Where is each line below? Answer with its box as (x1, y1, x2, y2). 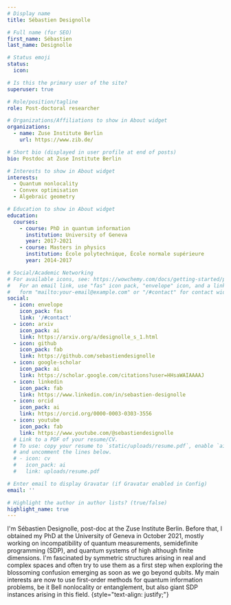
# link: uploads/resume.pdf (13, 468, 100, 475)
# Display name (7, 10, 51, 17)
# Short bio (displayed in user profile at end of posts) (7, 149, 177, 156)
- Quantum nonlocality (13, 181, 78, 187)
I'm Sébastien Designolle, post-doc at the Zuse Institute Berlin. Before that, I (7, 524, 223, 533)
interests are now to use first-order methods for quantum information (7, 576, 203, 584)
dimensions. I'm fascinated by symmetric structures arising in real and (7, 554, 206, 562)
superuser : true (7, 85, 54, 93)
